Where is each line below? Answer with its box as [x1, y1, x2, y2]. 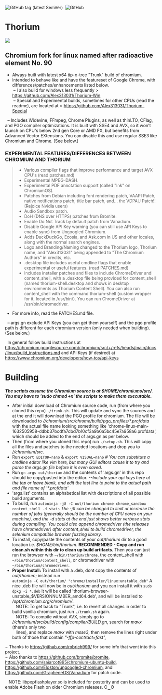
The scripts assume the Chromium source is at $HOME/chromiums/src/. [5, 388, 153, 394]
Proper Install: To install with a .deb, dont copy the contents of [12, 567, 137, 573]
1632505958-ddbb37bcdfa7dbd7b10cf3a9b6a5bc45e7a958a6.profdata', [12, 428, 157, 434]
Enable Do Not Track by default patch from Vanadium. [24, 219, 132, 225]
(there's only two [12, 624, 46, 630]
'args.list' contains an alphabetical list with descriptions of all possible [12, 490, 151, 496]
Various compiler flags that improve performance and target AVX [24, 167, 153, 173]
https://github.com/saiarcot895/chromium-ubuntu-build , [5, 659, 117, 665]
